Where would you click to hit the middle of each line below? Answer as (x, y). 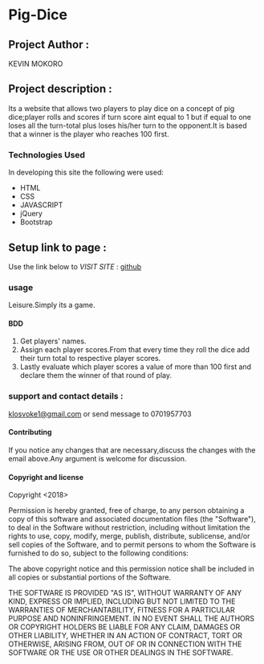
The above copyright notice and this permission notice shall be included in (131, 569)
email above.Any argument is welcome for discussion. (97, 458)
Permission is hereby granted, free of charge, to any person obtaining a (126, 510)
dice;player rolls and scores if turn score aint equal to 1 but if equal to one (130, 117)
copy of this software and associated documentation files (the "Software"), (132, 519)
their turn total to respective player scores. (90, 359)
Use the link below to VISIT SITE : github (75, 266)
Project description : (60, 89)
